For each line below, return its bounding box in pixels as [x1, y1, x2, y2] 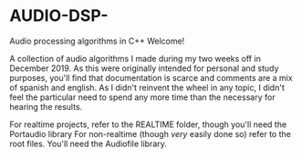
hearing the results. [9, 101, 83, 112]
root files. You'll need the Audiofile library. [9, 138, 167, 149]
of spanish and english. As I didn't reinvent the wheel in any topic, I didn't [9, 82, 285, 93]
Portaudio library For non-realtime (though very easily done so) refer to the [9, 128, 292, 139]
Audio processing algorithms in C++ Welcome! [9, 35, 185, 46]
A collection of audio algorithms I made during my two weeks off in [9, 53, 262, 64]
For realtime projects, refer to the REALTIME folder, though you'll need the [9, 119, 287, 130]
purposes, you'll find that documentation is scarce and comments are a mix [9, 72, 294, 83]
